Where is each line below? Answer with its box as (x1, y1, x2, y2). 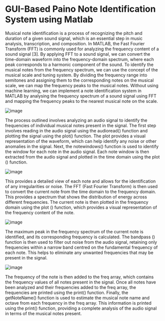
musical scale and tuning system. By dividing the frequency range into (5, 72, 147, 78)
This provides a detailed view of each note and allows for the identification (5, 178, 156, 184)
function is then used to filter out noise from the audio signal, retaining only (5, 239, 157, 245)
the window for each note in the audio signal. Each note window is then (5, 149, 149, 155)
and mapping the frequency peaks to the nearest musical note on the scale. (5, 98, 158, 104)
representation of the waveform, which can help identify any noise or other (5, 138, 157, 144)
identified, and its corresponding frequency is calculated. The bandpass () (5, 234, 156, 240)
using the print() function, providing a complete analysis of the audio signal (5, 305, 157, 311)
